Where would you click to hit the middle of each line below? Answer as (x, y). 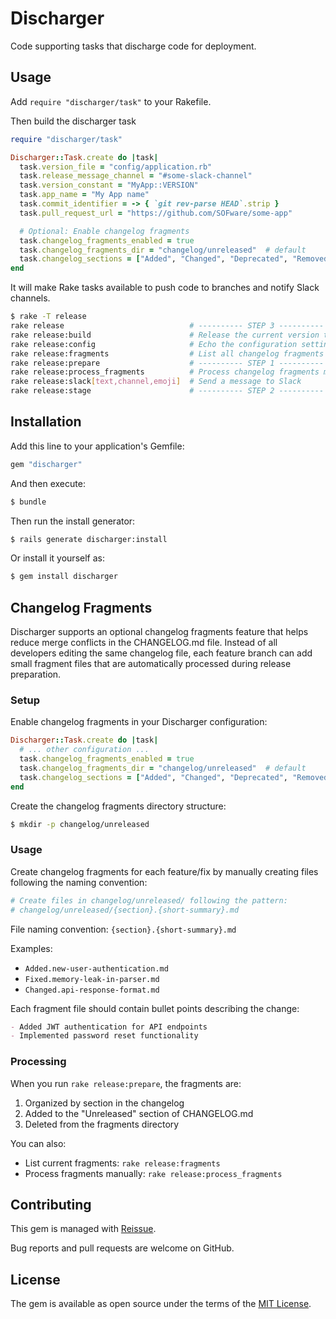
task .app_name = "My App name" (84, 195)
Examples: (31, 948)
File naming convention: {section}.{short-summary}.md (123, 929)
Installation (46, 422)
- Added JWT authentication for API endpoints (109, 1027)
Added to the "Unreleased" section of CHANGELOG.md (139, 1113)
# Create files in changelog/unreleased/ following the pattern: (149, 900)
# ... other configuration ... (84, 750)
